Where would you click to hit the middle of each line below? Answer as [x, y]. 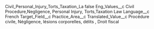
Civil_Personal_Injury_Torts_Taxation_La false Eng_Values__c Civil [70, 6]
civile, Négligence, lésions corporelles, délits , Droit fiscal [62, 22]
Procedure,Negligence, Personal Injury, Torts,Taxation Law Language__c [77, 11]
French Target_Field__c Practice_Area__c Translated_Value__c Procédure [77, 17]
